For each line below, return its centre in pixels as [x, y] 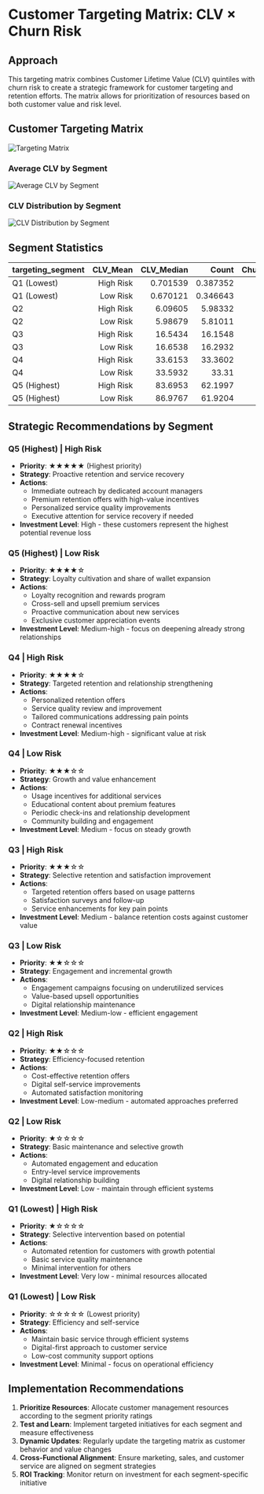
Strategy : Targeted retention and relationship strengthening [116, 683]
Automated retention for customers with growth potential [123, 1251]
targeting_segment [48, 270]
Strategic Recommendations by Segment [111, 426]
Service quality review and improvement [97, 708]
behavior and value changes [65, 1449]
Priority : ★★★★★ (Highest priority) [81, 465]
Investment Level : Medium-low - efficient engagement [108, 1013]
